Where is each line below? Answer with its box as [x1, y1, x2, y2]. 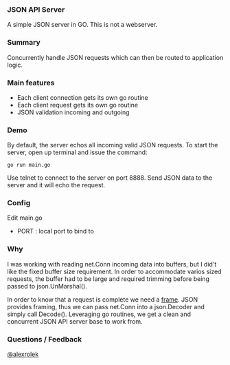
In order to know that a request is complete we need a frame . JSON [7, 295, 198, 304]
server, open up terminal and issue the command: [7, 148, 148, 156]
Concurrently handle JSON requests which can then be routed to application [7, 53, 224, 61]
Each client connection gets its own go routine [16, 93, 149, 101]
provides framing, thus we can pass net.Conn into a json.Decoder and [7, 302, 205, 311]
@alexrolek [7, 350, 39, 359]
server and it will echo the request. [7, 181, 106, 189]
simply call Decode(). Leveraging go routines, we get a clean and [7, 310, 191, 318]
